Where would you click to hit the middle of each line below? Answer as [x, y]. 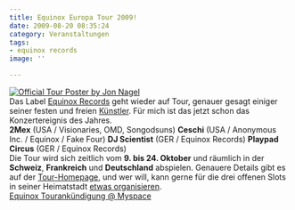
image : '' [28, 59]
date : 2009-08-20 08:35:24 [59, 26]
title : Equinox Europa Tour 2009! [74, 17]
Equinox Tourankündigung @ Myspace [80, 196]
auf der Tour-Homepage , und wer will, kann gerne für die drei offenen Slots [148, 177]
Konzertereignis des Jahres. [61, 120]
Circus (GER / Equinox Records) [68, 149]
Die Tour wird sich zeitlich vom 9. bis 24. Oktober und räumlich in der [137, 158]
